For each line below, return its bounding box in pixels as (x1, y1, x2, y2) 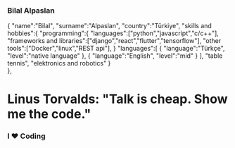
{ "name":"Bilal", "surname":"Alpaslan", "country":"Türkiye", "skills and (7, 22, 212, 30)
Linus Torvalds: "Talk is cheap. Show (7, 91, 228, 107)
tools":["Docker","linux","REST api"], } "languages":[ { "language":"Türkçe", (7, 44, 225, 53)
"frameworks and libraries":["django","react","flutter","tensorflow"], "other (7, 37, 222, 45)
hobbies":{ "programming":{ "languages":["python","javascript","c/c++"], (7, 29, 220, 37)
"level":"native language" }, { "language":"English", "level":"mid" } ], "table (7, 51, 223, 60)
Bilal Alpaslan (7, 6, 55, 16)
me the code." (7, 106, 91, 122)
